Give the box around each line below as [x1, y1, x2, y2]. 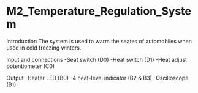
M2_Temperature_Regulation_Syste [6, 4, 192, 18]
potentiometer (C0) [6, 62, 55, 70]
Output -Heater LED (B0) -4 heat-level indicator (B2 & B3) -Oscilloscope [6, 74, 189, 81]
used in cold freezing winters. [6, 44, 82, 51]
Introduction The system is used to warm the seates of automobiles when [6, 37, 192, 45]
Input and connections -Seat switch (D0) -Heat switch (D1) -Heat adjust [6, 56, 188, 63]
